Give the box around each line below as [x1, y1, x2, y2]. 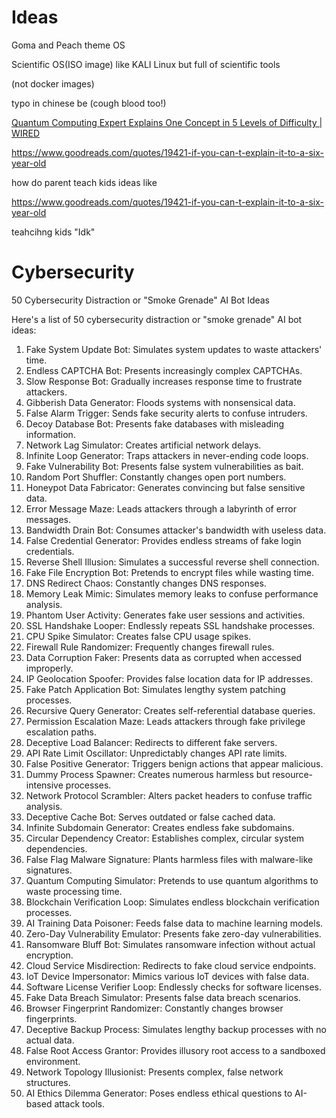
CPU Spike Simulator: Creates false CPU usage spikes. [25, 630, 252, 642]
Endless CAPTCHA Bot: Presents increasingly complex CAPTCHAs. [25, 364, 303, 376]
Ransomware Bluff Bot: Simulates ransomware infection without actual [25, 938, 316, 950]
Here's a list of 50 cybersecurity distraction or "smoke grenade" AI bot [11, 313, 303, 325]
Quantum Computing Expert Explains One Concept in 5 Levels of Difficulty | [11, 116, 323, 128]
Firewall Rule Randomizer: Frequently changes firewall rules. [25, 641, 275, 653]
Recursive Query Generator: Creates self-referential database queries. [25, 704, 316, 716]
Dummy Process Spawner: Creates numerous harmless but [25, 768, 271, 780]
